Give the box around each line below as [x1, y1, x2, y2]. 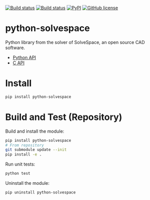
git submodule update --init [5, 147, 67, 152]
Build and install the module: [5, 128, 64, 134]
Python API [12, 54, 36, 60]
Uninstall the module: [5, 180, 50, 186]
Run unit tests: [5, 161, 35, 167]
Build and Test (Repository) [5, 111, 123, 123]
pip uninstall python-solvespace [5, 190, 76, 195]
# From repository [5, 142, 44, 148]
